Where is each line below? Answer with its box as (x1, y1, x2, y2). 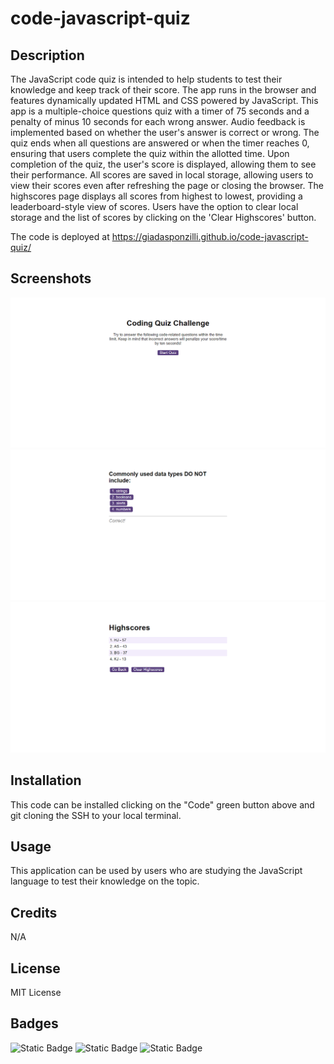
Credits (10, 904, 58, 921)
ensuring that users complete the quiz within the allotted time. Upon (10, 148, 290, 159)
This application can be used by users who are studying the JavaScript (10, 865, 303, 877)
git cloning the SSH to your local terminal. (10, 809, 182, 821)
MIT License (10, 987, 62, 999)
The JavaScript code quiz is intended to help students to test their (10, 73, 283, 85)
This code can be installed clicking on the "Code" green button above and (10, 798, 315, 811)
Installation (10, 772, 82, 789)
